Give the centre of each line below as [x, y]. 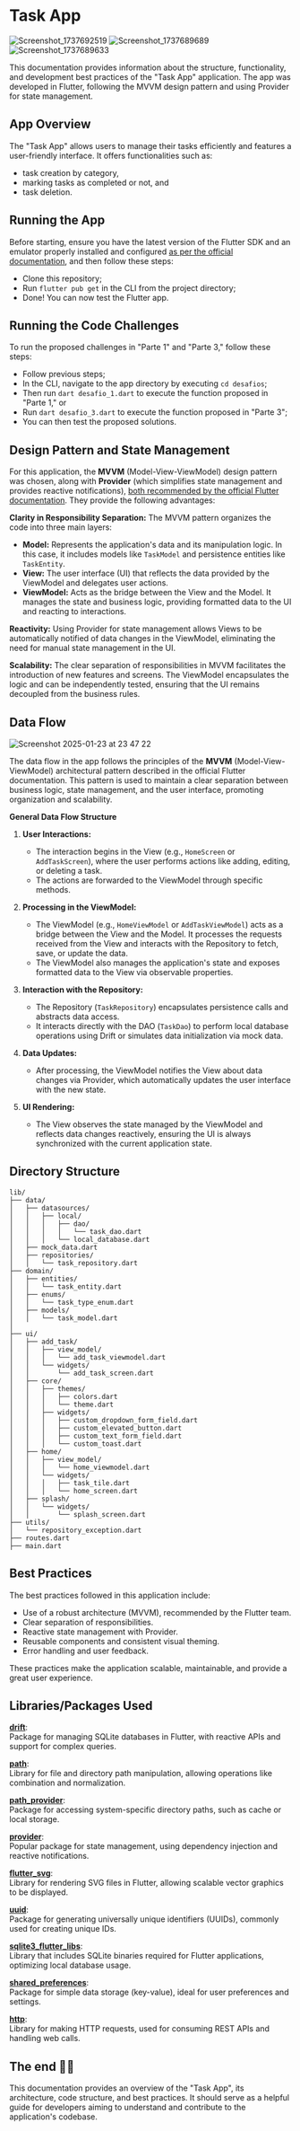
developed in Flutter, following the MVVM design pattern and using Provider [149, 86]
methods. [53, 889]
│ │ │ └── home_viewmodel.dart [80, 1467]
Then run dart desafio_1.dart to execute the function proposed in [145, 393]
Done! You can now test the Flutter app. [95, 297]
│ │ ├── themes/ [48, 1388]
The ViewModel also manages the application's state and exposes [158, 963]
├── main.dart [36, 1545]
